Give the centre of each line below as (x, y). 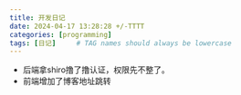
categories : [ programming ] (61, 34)
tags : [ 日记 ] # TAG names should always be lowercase (120, 43)
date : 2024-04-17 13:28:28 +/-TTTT (77, 26)
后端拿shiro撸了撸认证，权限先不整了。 (96, 70)
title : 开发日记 (37, 18)
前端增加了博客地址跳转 (67, 81)
